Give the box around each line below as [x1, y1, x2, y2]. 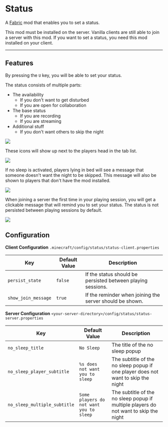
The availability [12, 91, 44, 97]
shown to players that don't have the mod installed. [5, 177, 111, 183]
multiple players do [111, 401, 156, 408]
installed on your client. [5, 39, 53, 45]
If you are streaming [19, 118, 61, 124]
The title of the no [111, 341, 153, 348]
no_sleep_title [7, 345, 44, 351]
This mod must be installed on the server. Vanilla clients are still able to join [5, 29, 160, 35]
